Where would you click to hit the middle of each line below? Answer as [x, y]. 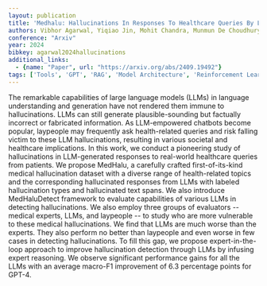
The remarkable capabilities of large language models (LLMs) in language [129, 97]
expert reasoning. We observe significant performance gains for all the [124, 257]
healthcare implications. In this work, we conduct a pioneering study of [124, 148]
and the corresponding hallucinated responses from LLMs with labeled [124, 182]
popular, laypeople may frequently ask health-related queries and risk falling [133, 131]
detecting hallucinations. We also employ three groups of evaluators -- [124, 207]
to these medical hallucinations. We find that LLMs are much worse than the [132, 224]
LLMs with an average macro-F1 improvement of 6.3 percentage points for [130, 266]
